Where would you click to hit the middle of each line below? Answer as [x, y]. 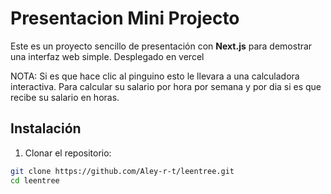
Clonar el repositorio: [68, 153]
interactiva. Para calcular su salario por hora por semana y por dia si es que [166, 86]
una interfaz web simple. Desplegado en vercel [107, 56]
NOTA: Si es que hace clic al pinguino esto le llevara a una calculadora [155, 76]
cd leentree [35, 180]
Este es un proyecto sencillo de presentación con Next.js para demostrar [161, 46]
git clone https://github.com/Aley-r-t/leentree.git [122, 171]
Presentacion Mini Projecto [125, 18]
